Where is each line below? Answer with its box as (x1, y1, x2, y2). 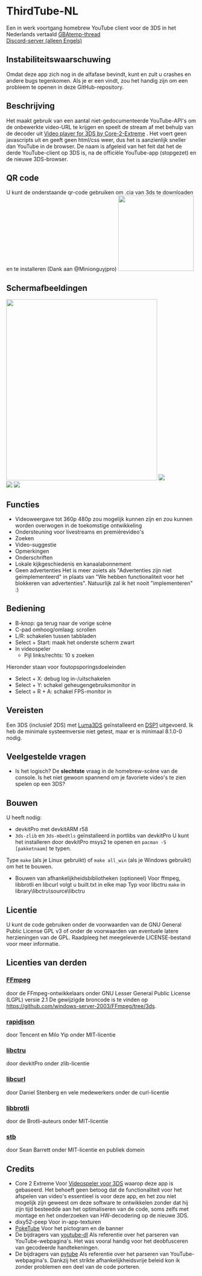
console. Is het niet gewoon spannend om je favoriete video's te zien (14, 774, 186, 781)
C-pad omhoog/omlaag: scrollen (14, 626, 96, 633)
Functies (6, 499, 40, 509)
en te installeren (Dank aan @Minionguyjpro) (6, 266, 117, 273)
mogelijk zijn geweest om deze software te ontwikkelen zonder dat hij (14, 1199, 189, 1207)
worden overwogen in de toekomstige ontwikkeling (14, 522, 142, 529)
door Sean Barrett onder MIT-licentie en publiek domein (6, 1146, 145, 1153)
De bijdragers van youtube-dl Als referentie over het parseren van (14, 1231, 179, 1239)
